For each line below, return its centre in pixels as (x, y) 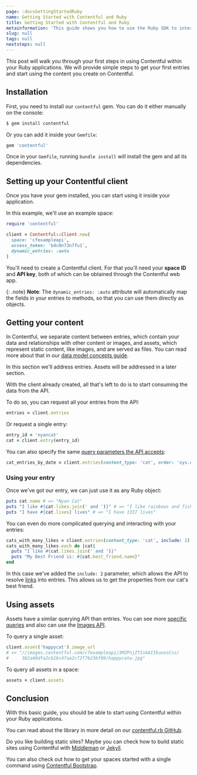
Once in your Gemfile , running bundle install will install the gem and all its (96, 157)
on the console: (25, 112)
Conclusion (28, 698)
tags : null (19, 39)
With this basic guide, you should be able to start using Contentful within (94, 713)
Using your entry (30, 477)
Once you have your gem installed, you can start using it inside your (88, 195)
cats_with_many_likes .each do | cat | (51, 546)
